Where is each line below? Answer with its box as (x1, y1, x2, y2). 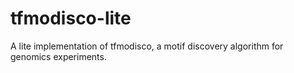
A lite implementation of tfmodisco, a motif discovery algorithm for (10, 40, 284, 52)
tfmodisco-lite (10, 7, 132, 30)
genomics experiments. (10, 50, 107, 62)
